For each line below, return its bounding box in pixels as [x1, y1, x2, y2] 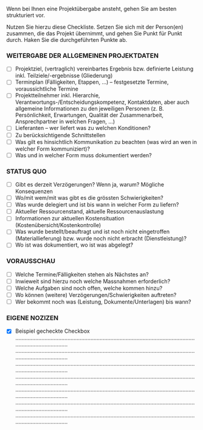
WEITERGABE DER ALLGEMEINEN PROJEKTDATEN [6, 51, 159, 60]
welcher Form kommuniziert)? [15, 145, 90, 152]
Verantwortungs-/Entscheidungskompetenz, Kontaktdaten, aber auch [15, 98, 190, 106]
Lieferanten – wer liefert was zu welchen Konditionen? [15, 125, 151, 132]
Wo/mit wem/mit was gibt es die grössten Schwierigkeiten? [15, 194, 163, 202]
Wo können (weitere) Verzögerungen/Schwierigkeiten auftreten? [15, 291, 177, 298]
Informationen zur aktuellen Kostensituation [15, 215, 125, 222]
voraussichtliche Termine [15, 85, 79, 93]
